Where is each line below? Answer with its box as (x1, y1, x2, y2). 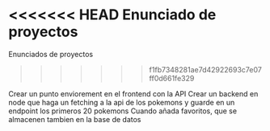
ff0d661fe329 (149, 73, 195, 83)
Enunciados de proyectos (8, 49, 94, 59)
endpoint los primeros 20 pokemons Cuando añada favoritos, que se (8, 106, 237, 116)
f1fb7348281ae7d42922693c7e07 (149, 64, 263, 74)
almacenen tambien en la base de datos (8, 114, 141, 124)
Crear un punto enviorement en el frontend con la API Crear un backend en (8, 88, 259, 98)
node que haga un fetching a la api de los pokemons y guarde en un (8, 97, 235, 107)
